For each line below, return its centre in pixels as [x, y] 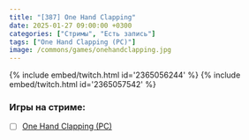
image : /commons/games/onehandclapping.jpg [91, 50]
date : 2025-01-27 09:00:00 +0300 [71, 26]
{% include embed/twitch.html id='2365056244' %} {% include [125, 75]
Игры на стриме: [47, 107]
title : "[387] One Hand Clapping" [73, 17]
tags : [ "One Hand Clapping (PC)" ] [73, 42]
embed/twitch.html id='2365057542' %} [83, 85]
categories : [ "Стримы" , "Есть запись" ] [83, 33]
